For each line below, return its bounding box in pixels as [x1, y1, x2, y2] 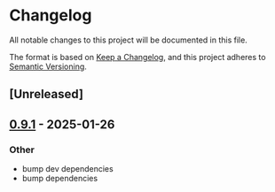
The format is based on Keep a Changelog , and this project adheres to [9, 51, 266, 62]
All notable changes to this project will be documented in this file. [9, 35, 248, 45]
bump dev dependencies [21, 164, 114, 174]
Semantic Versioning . [9, 61, 87, 72]
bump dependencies [21, 173, 98, 184]
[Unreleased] [9, 87, 84, 102]
